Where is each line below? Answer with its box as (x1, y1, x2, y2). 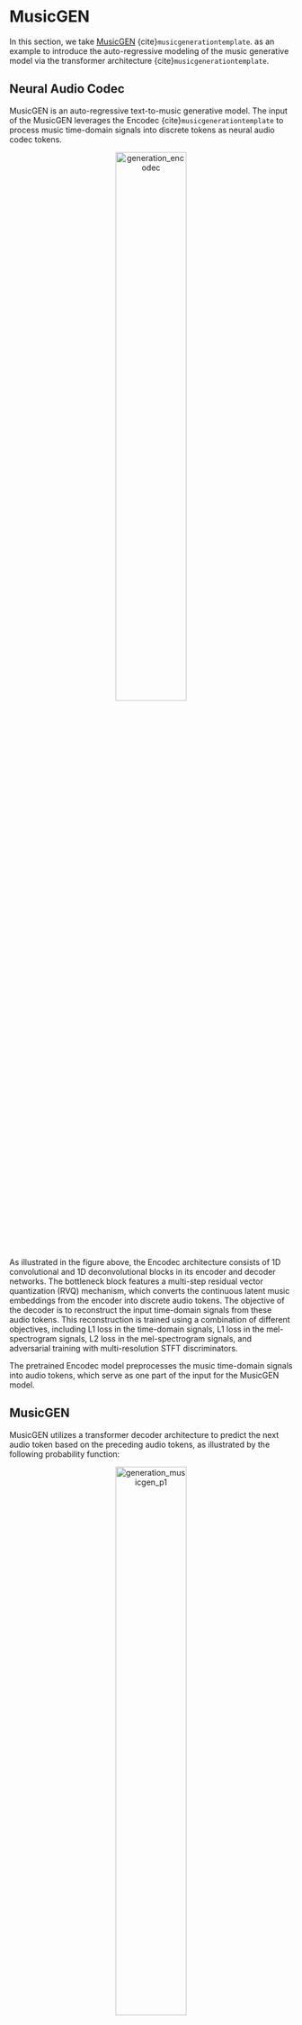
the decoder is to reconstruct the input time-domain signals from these (9, 1304, 272, 1315)
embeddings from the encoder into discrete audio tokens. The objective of (9, 1295, 285, 1306)
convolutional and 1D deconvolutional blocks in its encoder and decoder (9, 1266, 276, 1277)
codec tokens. (9, 133, 63, 145)
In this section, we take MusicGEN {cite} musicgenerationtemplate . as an (9, 36, 275, 47)
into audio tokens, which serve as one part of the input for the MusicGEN (9, 1370, 280, 1380)
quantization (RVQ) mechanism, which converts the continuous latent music (9, 1285, 290, 1296)
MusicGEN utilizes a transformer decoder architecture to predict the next (9, 1429, 280, 1440)
